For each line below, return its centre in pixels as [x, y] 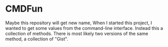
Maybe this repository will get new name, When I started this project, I [79, 23]
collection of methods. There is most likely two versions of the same [77, 33]
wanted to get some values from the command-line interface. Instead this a [84, 28]
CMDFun [24, 9]
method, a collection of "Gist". [37, 39]
